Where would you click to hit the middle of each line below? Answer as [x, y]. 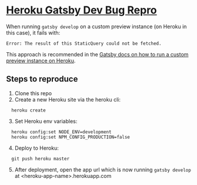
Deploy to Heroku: [36, 148]
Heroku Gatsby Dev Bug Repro [81, 10]
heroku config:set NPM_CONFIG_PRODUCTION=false [71, 137]
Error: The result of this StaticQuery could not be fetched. [84, 43]
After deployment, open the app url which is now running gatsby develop [103, 169]
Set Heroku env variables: [46, 121]
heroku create [29, 110]
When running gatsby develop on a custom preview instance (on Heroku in [96, 26]
